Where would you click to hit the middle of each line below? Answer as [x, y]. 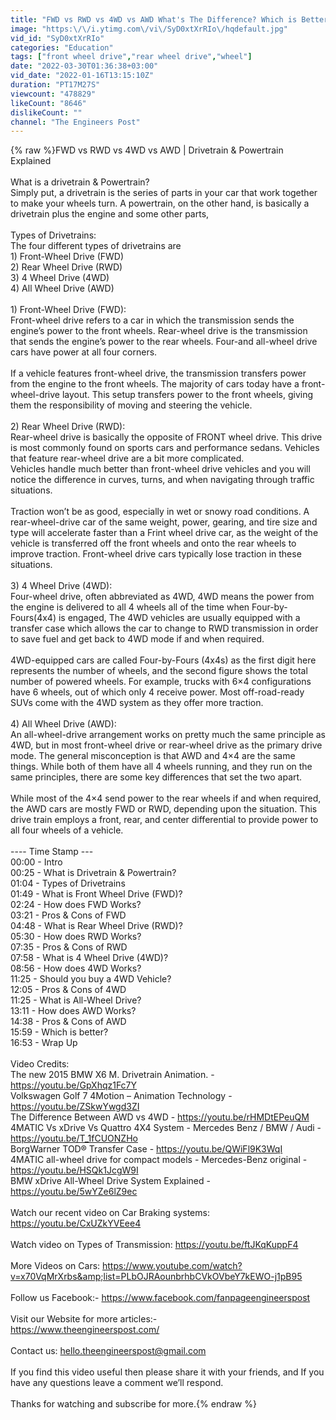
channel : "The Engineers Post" [75, 122]
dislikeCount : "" [46, 112]
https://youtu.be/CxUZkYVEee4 [76, 1223]
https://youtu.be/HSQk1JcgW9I [74, 1170]
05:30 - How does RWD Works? [76, 937]
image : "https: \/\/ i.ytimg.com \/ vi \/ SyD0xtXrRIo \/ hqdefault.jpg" [149, 29]
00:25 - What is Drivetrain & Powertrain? [93, 873]
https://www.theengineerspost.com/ [85, 1330]
